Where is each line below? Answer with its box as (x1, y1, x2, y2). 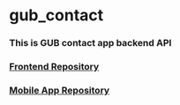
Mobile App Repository (9, 84, 110, 96)
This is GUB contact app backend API (9, 37, 172, 49)
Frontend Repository (9, 61, 100, 73)
